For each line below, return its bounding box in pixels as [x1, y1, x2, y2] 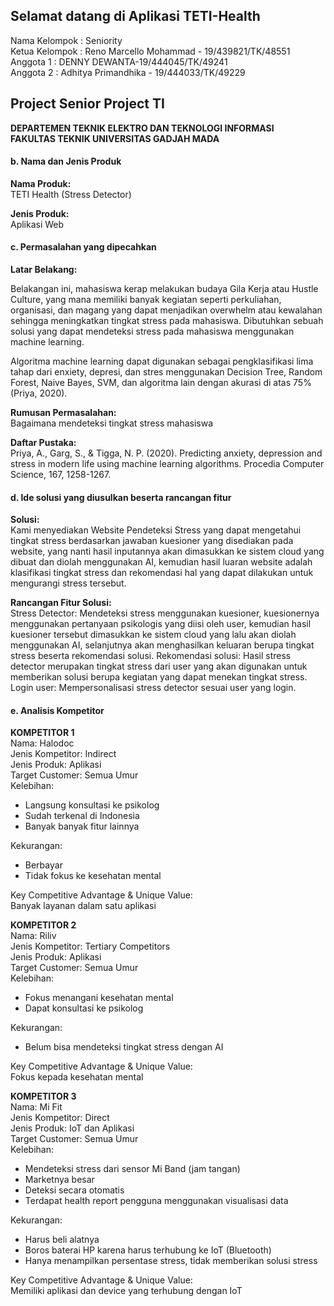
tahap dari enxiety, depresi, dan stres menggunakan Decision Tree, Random [10, 366, 323, 378]
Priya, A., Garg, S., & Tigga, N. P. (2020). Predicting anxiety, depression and [10, 447, 323, 459]
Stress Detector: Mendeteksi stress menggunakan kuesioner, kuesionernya [10, 607, 320, 619]
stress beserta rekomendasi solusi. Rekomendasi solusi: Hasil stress [10, 650, 292, 662]
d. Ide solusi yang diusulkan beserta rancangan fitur [10, 491, 232, 503]
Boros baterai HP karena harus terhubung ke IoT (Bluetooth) [24, 1244, 272, 1256]
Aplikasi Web [10, 218, 65, 230]
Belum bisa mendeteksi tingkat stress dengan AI [24, 1041, 224, 1053]
